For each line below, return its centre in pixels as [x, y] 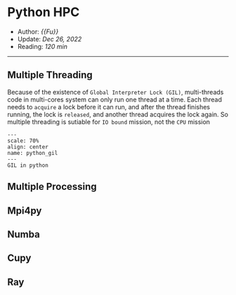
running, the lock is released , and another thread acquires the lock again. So [118, 114]
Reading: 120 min [42, 46]
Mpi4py [25, 211]
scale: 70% [23, 141]
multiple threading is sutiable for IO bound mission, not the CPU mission [109, 122]
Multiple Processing [52, 187]
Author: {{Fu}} [38, 32]
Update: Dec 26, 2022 [50, 39]
